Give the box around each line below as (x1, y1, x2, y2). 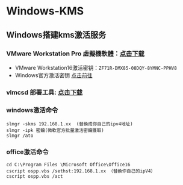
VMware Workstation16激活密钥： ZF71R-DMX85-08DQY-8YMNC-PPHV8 (14, 64, 178, 71)
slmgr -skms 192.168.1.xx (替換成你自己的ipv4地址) (6, 121, 134, 127)
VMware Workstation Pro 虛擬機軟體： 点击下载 (6, 49, 144, 58)
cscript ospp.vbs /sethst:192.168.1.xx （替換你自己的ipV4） (6, 168, 155, 174)
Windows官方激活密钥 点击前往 (14, 71, 93, 79)
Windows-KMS (6, 4, 84, 18)
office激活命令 (6, 148, 49, 156)
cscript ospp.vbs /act (6, 174, 63, 180)
